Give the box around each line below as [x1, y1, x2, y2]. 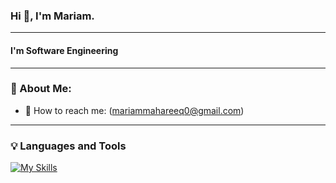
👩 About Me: [10, 82, 72, 96]
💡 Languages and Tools [10, 139, 127, 153]
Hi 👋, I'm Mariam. [10, 9, 95, 23]
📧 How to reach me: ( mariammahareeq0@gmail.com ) [24, 104, 245, 116]
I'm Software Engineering [10, 44, 119, 56]
